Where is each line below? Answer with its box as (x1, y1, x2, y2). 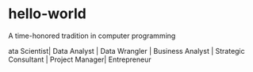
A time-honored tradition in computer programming (8, 31, 176, 40)
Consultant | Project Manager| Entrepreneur (8, 55, 152, 64)
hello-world (8, 5, 87, 23)
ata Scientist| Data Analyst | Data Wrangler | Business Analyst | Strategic (8, 46, 246, 55)
